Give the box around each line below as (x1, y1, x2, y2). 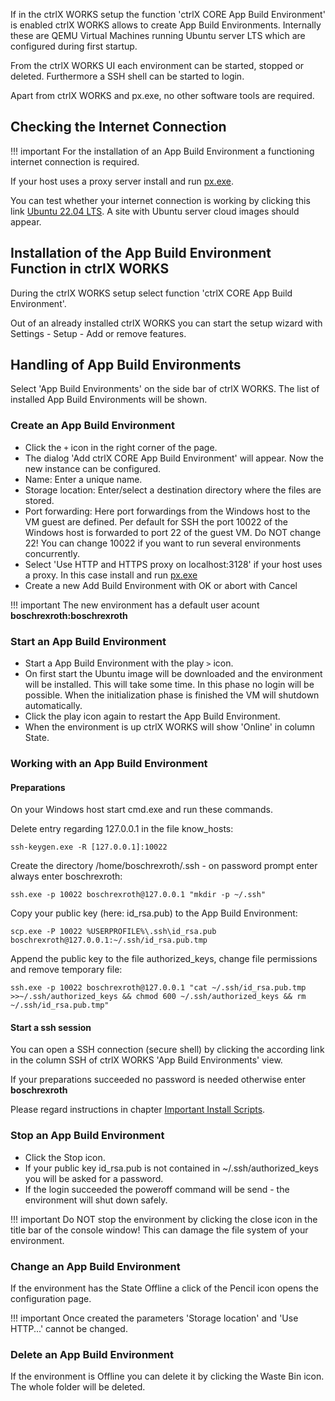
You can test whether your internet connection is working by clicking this (10, 194, 311, 206)
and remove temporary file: (10, 964, 123, 976)
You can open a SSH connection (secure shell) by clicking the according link (10, 1044, 325, 1056)
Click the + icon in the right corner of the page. (24, 441, 218, 453)
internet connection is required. (10, 155, 140, 168)
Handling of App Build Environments (10, 357, 242, 374)
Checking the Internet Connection (10, 119, 227, 136)
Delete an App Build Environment (10, 1347, 174, 1361)
